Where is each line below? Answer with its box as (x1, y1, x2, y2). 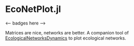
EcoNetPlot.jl (5, 3, 61, 15)
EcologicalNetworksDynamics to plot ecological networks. (5, 35, 126, 41)
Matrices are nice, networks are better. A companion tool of (5, 29, 129, 35)
